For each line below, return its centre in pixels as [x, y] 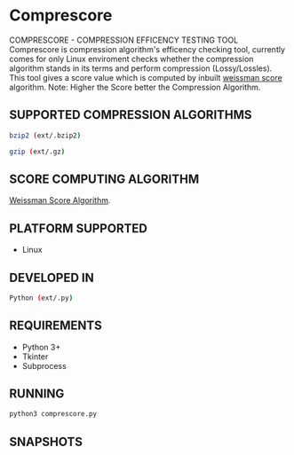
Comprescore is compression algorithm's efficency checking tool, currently [147, 49]
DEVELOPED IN [52, 277]
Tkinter [35, 357]
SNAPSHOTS [46, 441]
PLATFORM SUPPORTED [79, 228]
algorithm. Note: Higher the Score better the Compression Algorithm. [135, 87]
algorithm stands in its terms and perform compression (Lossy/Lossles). [141, 68]
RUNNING [37, 394]
